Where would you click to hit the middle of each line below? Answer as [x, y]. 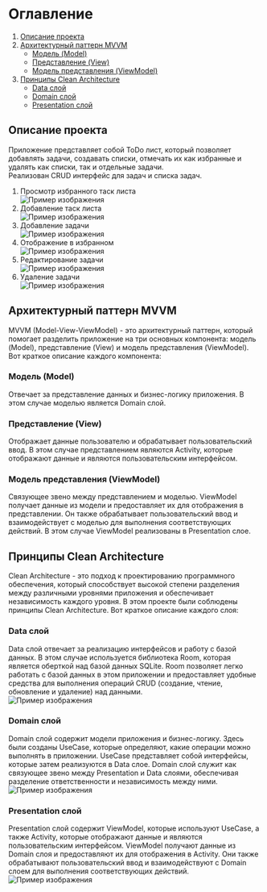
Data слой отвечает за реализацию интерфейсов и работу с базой [123, 648]
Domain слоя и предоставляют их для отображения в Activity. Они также [133, 854]
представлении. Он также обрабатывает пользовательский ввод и [123, 514]
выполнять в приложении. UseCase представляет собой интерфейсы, [129, 756]
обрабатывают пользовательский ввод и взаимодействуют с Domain [127, 863]
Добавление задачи [55, 225]
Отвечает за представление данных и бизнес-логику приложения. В [126, 394]
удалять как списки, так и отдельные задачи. [86, 167]
